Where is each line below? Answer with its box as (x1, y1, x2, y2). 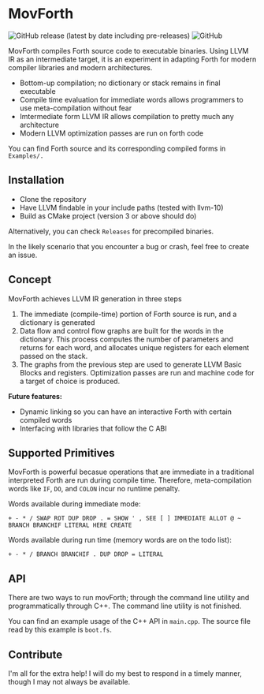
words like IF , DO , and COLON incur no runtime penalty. (8, 484, 180, 494)
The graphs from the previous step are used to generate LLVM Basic (19, 360, 243, 369)
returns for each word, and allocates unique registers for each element (19, 342, 250, 352)
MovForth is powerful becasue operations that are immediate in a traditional (8, 467, 255, 477)
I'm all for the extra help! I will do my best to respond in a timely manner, (8, 669, 242, 678)
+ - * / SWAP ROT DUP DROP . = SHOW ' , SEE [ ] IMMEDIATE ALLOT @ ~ (8, 514, 242, 523)
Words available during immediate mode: (8, 499, 141, 509)
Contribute (8, 647, 63, 661)
